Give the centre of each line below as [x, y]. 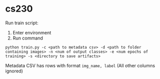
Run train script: [22, 23]
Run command [28, 38]
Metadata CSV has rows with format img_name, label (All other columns [80, 65]
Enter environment [32, 32]
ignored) [14, 71]
